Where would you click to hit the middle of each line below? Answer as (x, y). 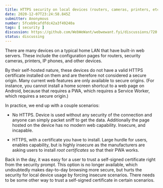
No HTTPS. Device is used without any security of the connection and (82, 115)
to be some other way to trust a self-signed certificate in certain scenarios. (80, 180)
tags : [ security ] (25, 28)
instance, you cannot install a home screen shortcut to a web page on (75, 85)
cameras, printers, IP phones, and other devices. (54, 61)
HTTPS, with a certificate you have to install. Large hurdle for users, (80, 139)
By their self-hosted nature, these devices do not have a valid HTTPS (74, 70)
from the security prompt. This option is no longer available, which (71, 164)
